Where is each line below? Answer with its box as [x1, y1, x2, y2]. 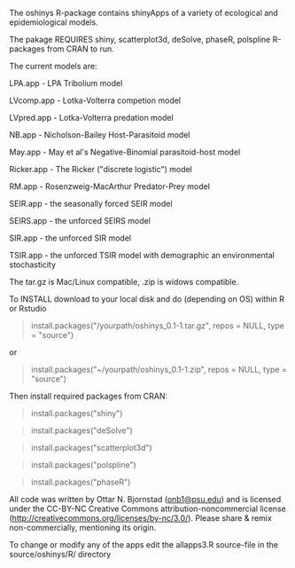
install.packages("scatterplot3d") [30, 443, 152, 453]
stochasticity [9, 259, 56, 270]
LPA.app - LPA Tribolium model [9, 78, 123, 88]
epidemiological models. [9, 17, 99, 28]
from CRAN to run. [47, 43, 115, 54]
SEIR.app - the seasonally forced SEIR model [9, 199, 173, 209]
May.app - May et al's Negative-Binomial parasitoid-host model [9, 146, 241, 157]
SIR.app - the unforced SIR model [9, 233, 131, 243]
